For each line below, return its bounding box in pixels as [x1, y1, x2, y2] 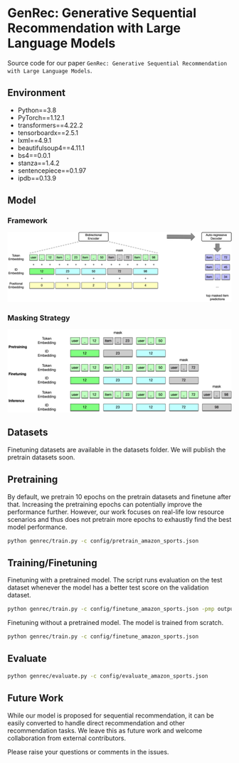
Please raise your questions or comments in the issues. [7, 747, 169, 756]
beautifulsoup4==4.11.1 [17, 144, 85, 152]
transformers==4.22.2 [17, 121, 83, 129]
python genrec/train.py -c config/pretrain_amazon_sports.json [7, 537, 199, 545]
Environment [7, 87, 66, 99]
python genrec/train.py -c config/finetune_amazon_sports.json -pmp [7, 606, 215, 613]
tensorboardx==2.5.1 [17, 128, 79, 137]
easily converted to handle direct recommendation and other [7, 718, 185, 727]
